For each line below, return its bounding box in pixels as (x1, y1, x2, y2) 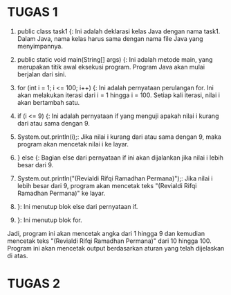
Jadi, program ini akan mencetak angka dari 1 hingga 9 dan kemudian (7, 229, 205, 237)
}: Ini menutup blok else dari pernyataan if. (17, 202, 138, 210)
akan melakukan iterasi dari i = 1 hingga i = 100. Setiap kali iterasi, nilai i (17, 91, 220, 99)
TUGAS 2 (7, 276, 61, 292)
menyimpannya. (17, 42, 64, 50)
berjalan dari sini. (17, 70, 67, 78)
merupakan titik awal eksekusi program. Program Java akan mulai (17, 62, 205, 71)
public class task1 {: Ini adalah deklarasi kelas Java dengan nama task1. (17, 27, 221, 35)
